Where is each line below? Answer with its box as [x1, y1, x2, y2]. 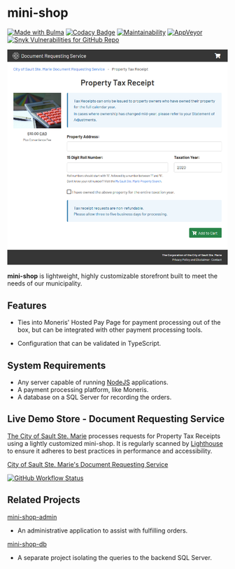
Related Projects [7, 494, 80, 506]
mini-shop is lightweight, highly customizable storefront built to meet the [7, 272, 218, 281]
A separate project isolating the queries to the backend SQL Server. [17, 553, 212, 561]
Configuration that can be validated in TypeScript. [17, 339, 162, 348]
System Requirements [7, 359, 106, 372]
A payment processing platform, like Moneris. [17, 385, 149, 393]
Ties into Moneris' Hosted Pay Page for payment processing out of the [17, 318, 221, 327]
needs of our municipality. [7, 279, 83, 288]
